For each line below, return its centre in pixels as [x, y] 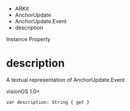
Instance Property [28, 39]
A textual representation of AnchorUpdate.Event [66, 79]
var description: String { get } [48, 102]
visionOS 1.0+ [23, 91]
